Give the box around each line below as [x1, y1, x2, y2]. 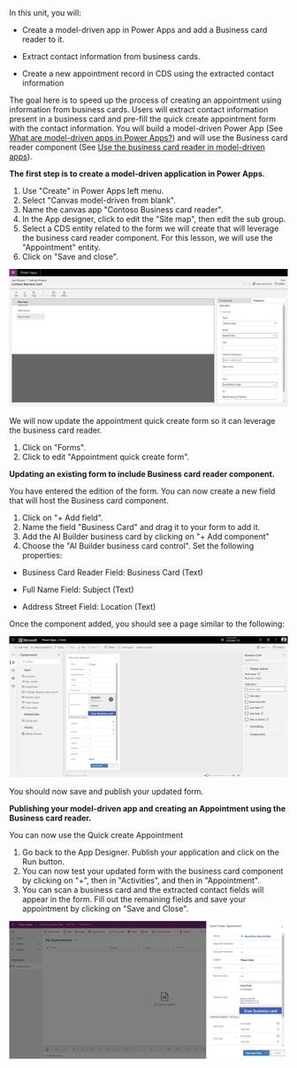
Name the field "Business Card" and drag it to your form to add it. [21, 522, 261, 533]
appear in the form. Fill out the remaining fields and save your [21, 894, 247, 904]
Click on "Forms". [21, 442, 87, 453]
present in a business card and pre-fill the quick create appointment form [9, 114, 277, 124]
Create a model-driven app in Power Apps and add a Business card [21, 25, 268, 35]
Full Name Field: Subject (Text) [21, 584, 134, 595]
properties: [21, 550, 63, 561]
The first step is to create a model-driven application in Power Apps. [9, 168, 265, 179]
